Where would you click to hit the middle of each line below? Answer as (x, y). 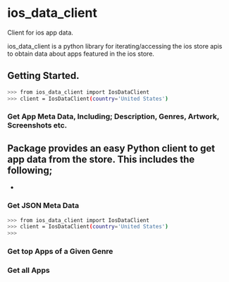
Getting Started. (43, 76)
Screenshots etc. (37, 125)
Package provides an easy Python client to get (111, 148)
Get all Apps (29, 270)
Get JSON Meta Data (43, 206)
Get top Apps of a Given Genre (60, 252)
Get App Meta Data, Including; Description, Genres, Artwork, (113, 116)
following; (30, 170)
